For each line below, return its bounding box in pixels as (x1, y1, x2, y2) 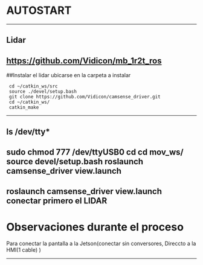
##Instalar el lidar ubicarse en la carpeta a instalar (6, 72, 131, 79)
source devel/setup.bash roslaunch (6, 156, 144, 167)
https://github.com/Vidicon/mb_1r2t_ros (6, 56, 162, 66)
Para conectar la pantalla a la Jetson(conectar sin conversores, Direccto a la (6, 240, 196, 247)
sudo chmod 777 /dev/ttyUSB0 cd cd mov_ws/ (6, 147, 184, 157)
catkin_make (8, 104, 39, 110)
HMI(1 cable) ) (6, 246, 41, 254)
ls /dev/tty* (6, 126, 50, 136)
